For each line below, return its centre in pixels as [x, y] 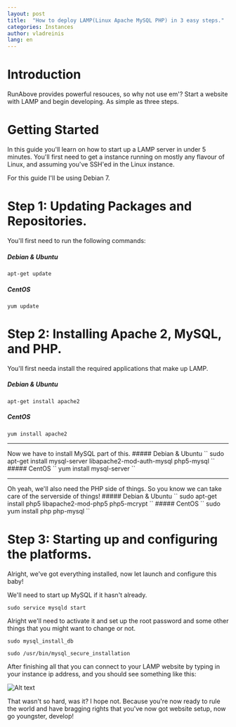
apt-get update [29, 274]
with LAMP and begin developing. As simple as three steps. [93, 102]
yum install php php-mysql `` [49, 511]
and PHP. [34, 349]
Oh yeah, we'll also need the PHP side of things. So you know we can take [115, 488]
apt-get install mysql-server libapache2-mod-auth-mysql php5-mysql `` [111, 461]
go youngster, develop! [41, 716]
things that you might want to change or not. [71, 628]
